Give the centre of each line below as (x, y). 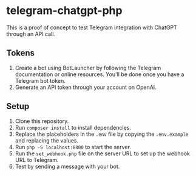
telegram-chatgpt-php (64, 11)
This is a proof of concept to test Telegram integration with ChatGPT (92, 27)
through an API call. (31, 33)
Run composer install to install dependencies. (73, 127)
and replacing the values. (47, 140)
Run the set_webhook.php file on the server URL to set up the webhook (102, 153)
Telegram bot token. (40, 80)
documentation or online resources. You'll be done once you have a (100, 74)
